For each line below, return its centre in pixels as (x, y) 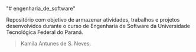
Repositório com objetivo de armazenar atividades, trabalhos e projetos (93, 20)
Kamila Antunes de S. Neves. (56, 44)
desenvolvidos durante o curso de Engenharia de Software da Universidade (98, 26)
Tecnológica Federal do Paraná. (45, 32)
